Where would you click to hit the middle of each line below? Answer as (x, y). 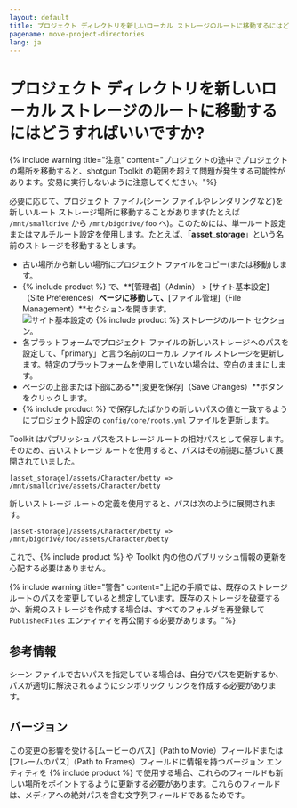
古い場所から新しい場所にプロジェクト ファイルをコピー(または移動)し (151, 264)
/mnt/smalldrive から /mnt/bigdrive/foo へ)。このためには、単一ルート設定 (148, 223)
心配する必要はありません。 (60, 568)
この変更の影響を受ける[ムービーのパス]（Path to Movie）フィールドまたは (146, 750)
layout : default (39, 17)
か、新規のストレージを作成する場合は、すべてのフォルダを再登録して (137, 610)
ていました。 (56, 461)
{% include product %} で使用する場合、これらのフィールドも (162, 772)
